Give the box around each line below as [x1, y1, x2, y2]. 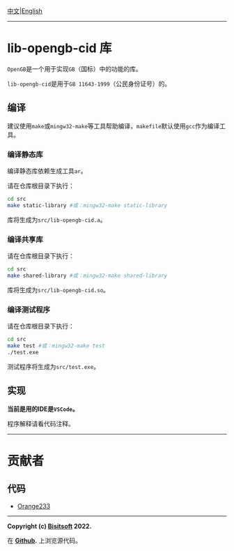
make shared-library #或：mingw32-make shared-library [7, 272, 168, 279]
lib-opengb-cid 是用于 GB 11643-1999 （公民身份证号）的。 [7, 80, 171, 88]
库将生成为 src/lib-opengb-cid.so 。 [7, 285, 110, 294]
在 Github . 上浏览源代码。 [7, 536, 82, 545]
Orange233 [17, 501, 51, 510]
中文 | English [7, 7, 43, 15]
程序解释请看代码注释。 [7, 419, 75, 428]
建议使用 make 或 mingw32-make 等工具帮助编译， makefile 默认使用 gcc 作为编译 [7, 121, 220, 130]
